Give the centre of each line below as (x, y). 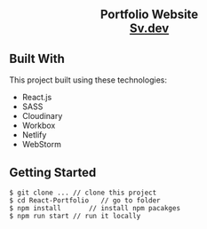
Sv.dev (149, 29)
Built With (37, 58)
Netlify (34, 135)
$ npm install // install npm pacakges (95, 209)
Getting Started (53, 172)
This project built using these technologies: (88, 80)
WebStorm (42, 145)
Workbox (39, 126)
